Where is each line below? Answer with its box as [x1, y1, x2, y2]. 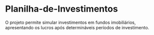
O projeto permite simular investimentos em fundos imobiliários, [5, 19, 136, 25]
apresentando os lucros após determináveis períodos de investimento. [5, 24, 150, 30]
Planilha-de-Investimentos [5, 3, 118, 15]
